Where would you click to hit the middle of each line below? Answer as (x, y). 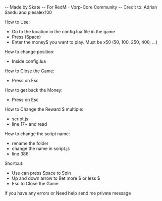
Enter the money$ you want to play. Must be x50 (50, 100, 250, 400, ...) (84, 42)
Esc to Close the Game (35, 183)
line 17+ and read (29, 124)
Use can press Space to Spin (41, 173)
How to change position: (30, 52)
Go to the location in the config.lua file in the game (63, 31)
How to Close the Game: (29, 71)
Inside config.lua (29, 61)
